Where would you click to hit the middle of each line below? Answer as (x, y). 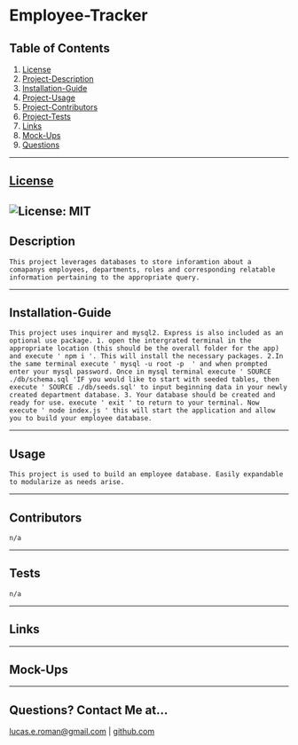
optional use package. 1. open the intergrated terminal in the (130, 341)
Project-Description (58, 79)
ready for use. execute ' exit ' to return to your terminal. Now (134, 403)
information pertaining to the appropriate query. (105, 277)
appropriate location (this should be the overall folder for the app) (144, 349)
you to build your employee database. (81, 419)
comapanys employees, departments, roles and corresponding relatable (142, 270)
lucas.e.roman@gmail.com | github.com (82, 732)
